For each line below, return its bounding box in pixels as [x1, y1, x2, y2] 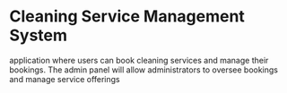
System [9, 25, 68, 46]
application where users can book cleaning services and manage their [9, 55, 269, 65]
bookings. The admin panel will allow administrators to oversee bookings [9, 64, 278, 75]
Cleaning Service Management [9, 6, 245, 27]
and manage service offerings [9, 73, 120, 84]
